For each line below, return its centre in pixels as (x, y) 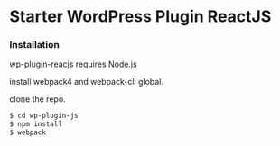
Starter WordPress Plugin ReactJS (140, 17)
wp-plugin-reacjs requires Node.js (73, 64)
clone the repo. (37, 99)
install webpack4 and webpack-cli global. (87, 82)
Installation (35, 45)
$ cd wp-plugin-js (44, 116)
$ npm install (36, 124)
